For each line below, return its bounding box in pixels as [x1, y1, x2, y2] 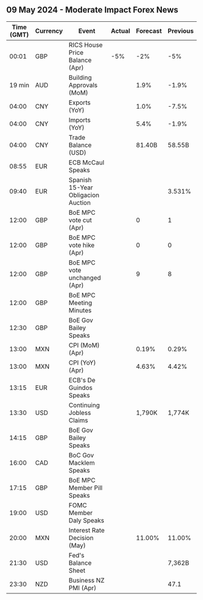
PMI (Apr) [68, 584, 97, 592]
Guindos [68, 383, 92, 392]
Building [68, 73, 92, 81]
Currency [35, 27, 63, 35]
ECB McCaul [68, 158, 105, 166]
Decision [68, 533, 94, 542]
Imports [68, 115, 91, 124]
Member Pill [68, 484, 103, 492]
